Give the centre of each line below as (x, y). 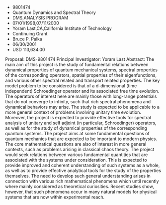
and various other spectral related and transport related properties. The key (83, 80)
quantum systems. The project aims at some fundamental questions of (78, 133)
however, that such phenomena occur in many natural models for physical (81, 192)
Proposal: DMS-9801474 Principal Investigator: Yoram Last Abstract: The (80, 59)
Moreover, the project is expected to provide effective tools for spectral (78, 117)
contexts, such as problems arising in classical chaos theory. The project (80, 149)
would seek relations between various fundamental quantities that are (77, 155)
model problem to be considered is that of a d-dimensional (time (71, 86)
